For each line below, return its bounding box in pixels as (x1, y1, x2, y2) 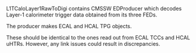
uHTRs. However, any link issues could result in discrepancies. (6, 41, 160, 47)
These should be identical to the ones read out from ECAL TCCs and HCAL (6, 34, 191, 41)
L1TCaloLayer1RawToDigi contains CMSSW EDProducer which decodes (6, 5, 182, 12)
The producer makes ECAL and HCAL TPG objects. (6, 23, 132, 29)
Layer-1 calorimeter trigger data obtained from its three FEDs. (6, 11, 157, 18)
